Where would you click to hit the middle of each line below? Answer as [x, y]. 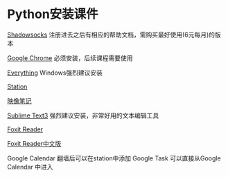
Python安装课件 [53, 14]
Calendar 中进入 [30, 167]
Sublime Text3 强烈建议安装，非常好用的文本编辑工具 [83, 115]
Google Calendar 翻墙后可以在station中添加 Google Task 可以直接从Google [114, 158]
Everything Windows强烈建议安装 [55, 73]
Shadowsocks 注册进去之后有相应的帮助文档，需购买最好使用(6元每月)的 [111, 35]
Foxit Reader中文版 [34, 143]
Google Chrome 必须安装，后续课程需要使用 [70, 58]
